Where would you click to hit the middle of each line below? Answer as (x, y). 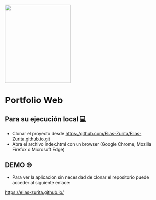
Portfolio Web (34, 100)
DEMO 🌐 (19, 165)
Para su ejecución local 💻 (46, 119)
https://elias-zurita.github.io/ (35, 192)
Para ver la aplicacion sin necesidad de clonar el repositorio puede (80, 177)
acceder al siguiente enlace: (41, 182)
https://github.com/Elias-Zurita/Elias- (103, 134)
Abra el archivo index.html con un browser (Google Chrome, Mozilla (82, 144)
